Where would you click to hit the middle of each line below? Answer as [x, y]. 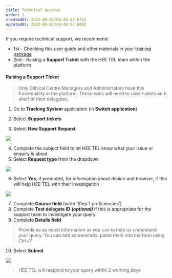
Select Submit [28, 251]
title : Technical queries [33, 10]
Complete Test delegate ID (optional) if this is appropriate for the [82, 209]
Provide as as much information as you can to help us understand [88, 230]
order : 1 [15, 15]
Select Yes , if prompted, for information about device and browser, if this [90, 179]
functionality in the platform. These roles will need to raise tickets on [90, 94]
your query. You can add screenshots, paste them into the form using [91, 236]
